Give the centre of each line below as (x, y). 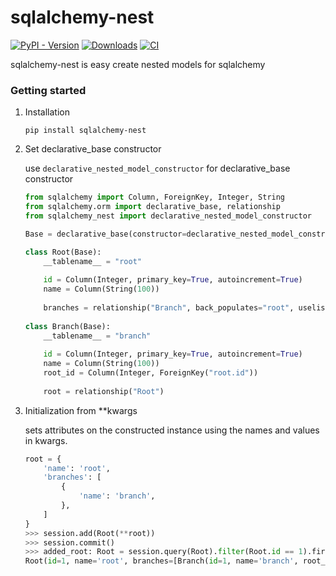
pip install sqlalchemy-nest (85, 131)
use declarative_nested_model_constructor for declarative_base (157, 168)
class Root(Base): (63, 252)
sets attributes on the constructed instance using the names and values (172, 430)
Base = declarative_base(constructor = (105, 234)
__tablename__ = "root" (92, 261)
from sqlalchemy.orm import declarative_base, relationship (152, 207)
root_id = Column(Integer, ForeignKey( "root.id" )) (151, 373)
